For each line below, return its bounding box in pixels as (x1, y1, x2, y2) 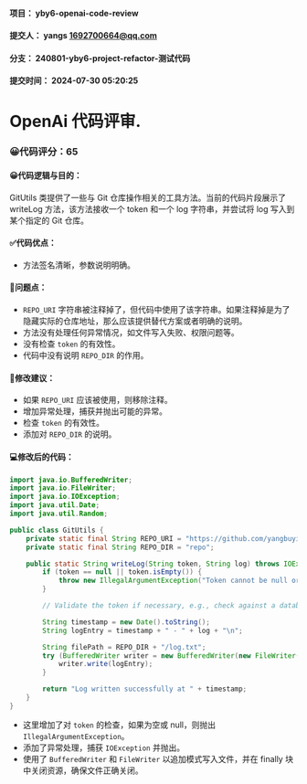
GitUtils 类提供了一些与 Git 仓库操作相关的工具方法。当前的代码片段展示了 (9, 192, 286, 203)
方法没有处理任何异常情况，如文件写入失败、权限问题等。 (22, 327, 239, 338)
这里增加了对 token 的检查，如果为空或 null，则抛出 (22, 719, 217, 730)
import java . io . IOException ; (9, 493, 121, 502)
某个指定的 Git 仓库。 (9, 215, 90, 226)
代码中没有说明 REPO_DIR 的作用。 (22, 350, 149, 361)
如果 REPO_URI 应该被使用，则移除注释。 (22, 395, 173, 406)
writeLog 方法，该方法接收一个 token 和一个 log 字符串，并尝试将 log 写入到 (9, 203, 295, 214)
